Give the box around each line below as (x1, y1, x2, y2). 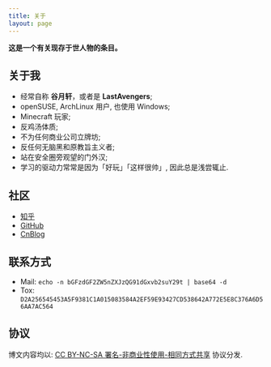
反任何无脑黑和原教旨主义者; (19, 143, 116, 152)
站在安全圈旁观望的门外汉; (19, 152, 108, 162)
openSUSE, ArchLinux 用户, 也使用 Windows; (19, 102, 171, 112)
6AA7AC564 (19, 302, 54, 310)
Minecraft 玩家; (19, 112, 71, 122)
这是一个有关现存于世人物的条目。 (8, 42, 122, 53)
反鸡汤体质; (19, 122, 59, 132)
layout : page (8, 19, 53, 28)
